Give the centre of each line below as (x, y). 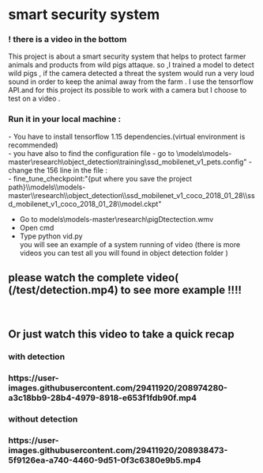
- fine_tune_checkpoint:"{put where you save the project (100, 178)
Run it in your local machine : (65, 119)
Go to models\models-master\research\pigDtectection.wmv (116, 219)
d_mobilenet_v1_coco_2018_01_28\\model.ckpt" (85, 204)
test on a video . (34, 99)
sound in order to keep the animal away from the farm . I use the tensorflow (131, 82)
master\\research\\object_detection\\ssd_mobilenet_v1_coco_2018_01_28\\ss (131, 195)
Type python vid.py (51, 236)
